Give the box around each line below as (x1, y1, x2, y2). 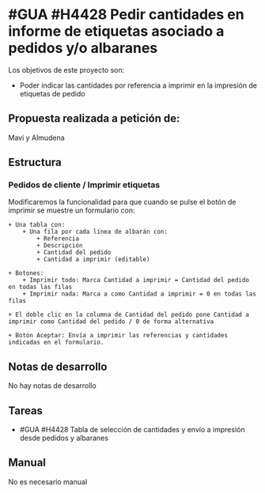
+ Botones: (8, 269, 44, 277)
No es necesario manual (8, 476, 88, 487)
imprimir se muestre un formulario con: (8, 205, 135, 215)
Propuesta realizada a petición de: (8, 112, 180, 126)
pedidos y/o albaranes (8, 40, 158, 57)
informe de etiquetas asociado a (8, 22, 225, 40)
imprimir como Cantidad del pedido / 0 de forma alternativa (8, 318, 214, 326)
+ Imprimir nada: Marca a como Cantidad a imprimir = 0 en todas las (22, 290, 257, 298)
